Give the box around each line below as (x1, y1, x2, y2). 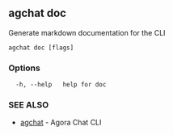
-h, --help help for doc (15, 81, 107, 89)
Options (8, 62, 40, 74)
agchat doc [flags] (8, 44, 74, 52)
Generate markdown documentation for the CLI (8, 27, 166, 37)
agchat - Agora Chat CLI (19, 117, 102, 128)
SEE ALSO (8, 99, 49, 111)
